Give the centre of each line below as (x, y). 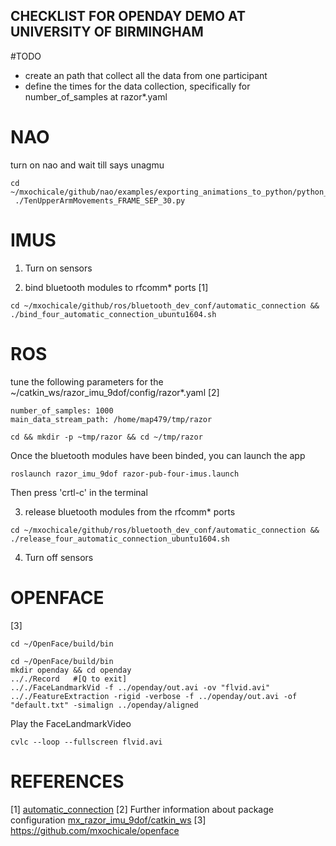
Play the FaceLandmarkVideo (71, 723)
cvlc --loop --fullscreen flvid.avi (86, 742)
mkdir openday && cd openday (71, 670)
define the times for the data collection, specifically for (137, 86)
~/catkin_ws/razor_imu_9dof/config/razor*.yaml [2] (115, 392)
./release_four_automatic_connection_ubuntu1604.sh (120, 539)
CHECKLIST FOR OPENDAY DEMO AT (128, 16)
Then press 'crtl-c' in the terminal (79, 492)
